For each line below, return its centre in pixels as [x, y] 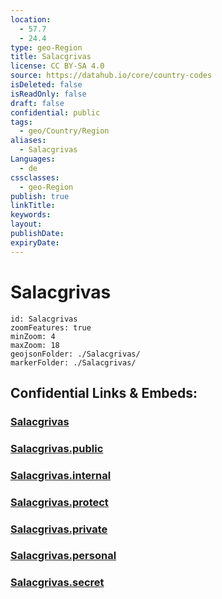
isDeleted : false [46, 85]
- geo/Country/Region [64, 131]
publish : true [40, 196]
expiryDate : [35, 242]
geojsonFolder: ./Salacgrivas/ [75, 354]
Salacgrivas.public [57, 448]
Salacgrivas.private [59, 529]
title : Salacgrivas [51, 57]
